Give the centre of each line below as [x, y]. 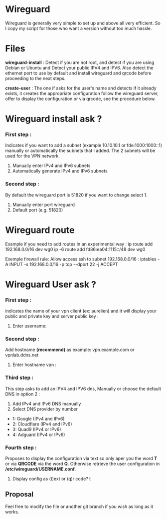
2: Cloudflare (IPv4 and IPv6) [42, 424]
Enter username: [29, 326]
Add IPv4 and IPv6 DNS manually [47, 403]
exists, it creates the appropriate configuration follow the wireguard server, [82, 93]
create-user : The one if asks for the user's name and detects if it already [81, 88]
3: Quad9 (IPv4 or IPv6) [37, 429]
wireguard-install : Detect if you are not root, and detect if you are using [80, 62]
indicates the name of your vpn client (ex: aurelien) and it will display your [81, 311]
